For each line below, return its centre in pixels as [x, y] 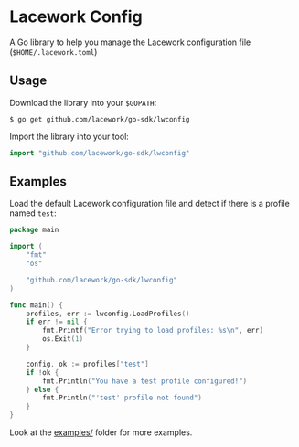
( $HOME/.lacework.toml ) [53, 51]
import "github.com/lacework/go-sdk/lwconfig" [100, 153]
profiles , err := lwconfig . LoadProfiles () [108, 314]
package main [34, 230]
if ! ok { [43, 372]
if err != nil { [57, 322]
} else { [43, 389]
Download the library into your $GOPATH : [83, 102]
